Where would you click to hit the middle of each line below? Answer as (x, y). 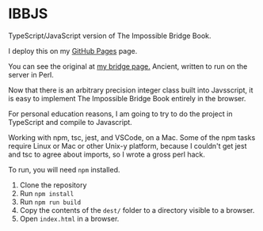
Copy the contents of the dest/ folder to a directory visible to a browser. (137, 210)
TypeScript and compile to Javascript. (70, 122)
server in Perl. (31, 74)
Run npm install (47, 193)
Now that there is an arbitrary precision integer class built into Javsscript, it (131, 90)
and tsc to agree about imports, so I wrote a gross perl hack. (107, 154)
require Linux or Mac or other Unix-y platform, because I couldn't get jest (128, 146)
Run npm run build (50, 202)
